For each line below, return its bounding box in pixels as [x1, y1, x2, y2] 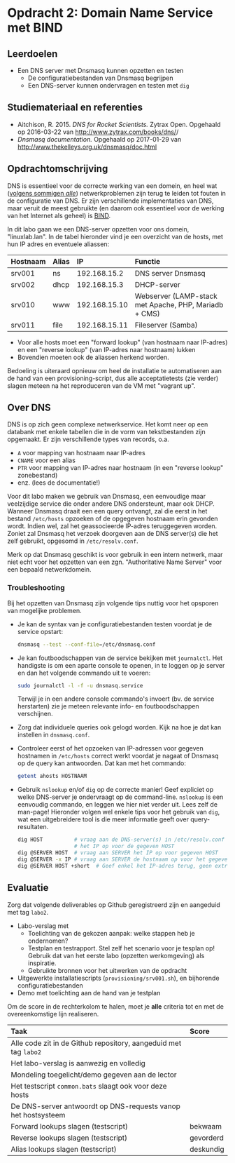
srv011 [10, 320, 35, 330]
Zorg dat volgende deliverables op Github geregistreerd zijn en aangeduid [7, 900, 220, 909]
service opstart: [17, 627, 64, 636]
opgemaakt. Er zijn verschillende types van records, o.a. [7, 435, 169, 443]
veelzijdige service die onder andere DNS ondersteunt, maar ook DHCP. [7, 499, 215, 508]
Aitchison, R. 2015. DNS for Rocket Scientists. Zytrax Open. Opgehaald [17, 120, 221, 128]
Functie [134, 256, 161, 266]
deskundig [190, 1144, 225, 1154]
